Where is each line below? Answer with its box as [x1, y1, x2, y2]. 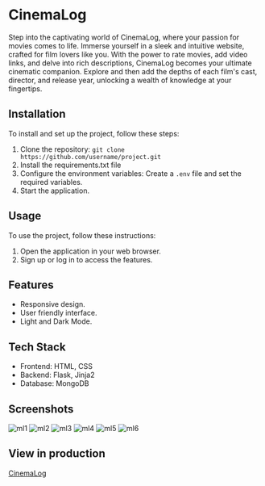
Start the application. [19, 186, 90, 195]
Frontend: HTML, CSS [19, 362, 93, 371]
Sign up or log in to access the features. [19, 254, 153, 264]
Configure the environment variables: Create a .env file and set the [19, 168, 242, 178]
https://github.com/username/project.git [19, 153, 161, 161]
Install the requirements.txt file [19, 160, 122, 170]
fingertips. [8, 83, 43, 94]
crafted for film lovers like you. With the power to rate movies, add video [8, 49, 248, 59]
